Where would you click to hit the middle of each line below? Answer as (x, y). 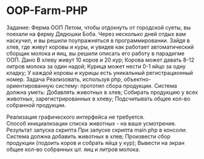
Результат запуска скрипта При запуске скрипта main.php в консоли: (97, 130)
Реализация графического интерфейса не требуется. (76, 117)
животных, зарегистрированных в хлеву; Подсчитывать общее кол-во (98, 99)
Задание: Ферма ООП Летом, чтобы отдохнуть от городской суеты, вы (99, 27)
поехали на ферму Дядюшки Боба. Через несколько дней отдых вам (96, 34)
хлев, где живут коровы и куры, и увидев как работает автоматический (100, 47)
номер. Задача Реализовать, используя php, (65, 79)
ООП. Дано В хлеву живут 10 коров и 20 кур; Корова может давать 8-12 (100, 60)
